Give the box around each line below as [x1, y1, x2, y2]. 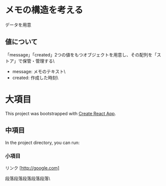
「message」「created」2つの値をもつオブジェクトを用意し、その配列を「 [5, 51, 157, 57]
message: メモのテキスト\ [12, 68, 66, 74]
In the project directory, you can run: [5, 139, 80, 145]
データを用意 [5, 22, 31, 28]
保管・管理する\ [22, 58, 55, 64]
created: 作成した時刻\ [12, 75, 58, 81]
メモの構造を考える [5, 4, 83, 16]
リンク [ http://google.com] [5, 165, 59, 171]
